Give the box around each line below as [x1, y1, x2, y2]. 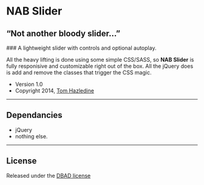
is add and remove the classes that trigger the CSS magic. [6, 69, 152, 76]
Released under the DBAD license [6, 172, 91, 179]
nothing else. [15, 132, 48, 140]
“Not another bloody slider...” [6, 28, 120, 39]
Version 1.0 [15, 80, 43, 88]
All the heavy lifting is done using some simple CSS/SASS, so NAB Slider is [6, 56, 194, 63]
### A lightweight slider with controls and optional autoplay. [6, 44, 157, 51]
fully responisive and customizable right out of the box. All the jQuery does [6, 62, 194, 70]
